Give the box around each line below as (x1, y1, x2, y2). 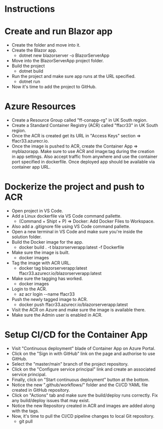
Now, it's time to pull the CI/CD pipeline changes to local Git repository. (11, 413, 155, 419)
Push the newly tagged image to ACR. (11, 297, 88, 302)
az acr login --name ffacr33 (19, 291, 75, 297)
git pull (19, 418, 33, 424)
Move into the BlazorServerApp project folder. (11, 58, 104, 64)
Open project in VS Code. (11, 208, 63, 214)
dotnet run (19, 78, 40, 84)
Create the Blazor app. (11, 48, 57, 53)
